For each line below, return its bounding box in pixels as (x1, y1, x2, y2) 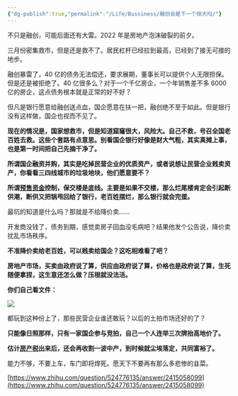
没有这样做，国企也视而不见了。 (7, 111, 101, 120)
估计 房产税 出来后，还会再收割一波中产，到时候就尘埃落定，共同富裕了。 (7, 343, 218, 352)
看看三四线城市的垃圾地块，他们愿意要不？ (25, 168, 150, 177)
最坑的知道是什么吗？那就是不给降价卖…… (7, 207, 130, 216)
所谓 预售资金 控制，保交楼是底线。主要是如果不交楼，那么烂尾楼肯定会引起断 (7, 183, 231, 192)
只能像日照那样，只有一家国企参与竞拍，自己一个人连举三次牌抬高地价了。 (7, 329, 225, 337)
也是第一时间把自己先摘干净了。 (7, 144, 101, 153)
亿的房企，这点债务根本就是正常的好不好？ (7, 87, 132, 96)
